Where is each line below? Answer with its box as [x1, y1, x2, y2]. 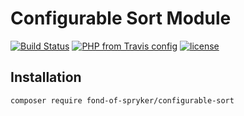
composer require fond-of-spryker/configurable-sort [10, 95, 235, 106]
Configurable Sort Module [10, 7, 232, 30]
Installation [10, 69, 82, 86]
